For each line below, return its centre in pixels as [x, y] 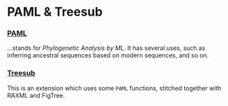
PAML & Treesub [55, 12]
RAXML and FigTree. [36, 95]
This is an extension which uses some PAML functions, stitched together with [114, 88]
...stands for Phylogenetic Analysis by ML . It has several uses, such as [106, 48]
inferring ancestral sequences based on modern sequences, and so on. [108, 55]
